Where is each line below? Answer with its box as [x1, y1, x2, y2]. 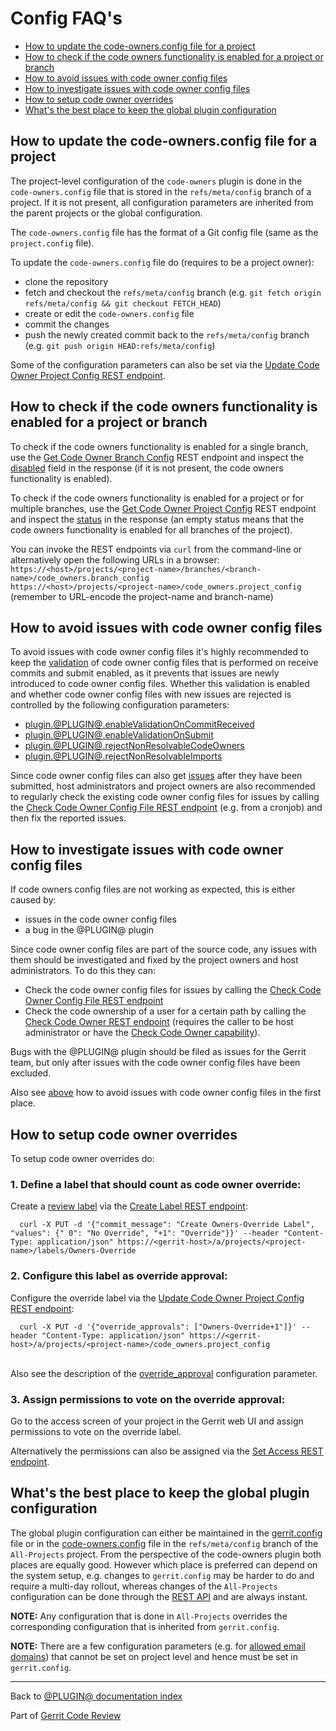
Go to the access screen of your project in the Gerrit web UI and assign [10, 1415, 304, 1427]
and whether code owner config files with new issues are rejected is [10, 688, 292, 701]
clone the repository [24, 275, 109, 287]
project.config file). [10, 237, 95, 249]
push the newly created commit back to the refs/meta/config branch [24, 328, 310, 341]
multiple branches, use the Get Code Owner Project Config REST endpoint [10, 502, 317, 514]
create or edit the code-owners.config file [24, 307, 195, 319]
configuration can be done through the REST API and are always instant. [10, 1590, 308, 1602]
